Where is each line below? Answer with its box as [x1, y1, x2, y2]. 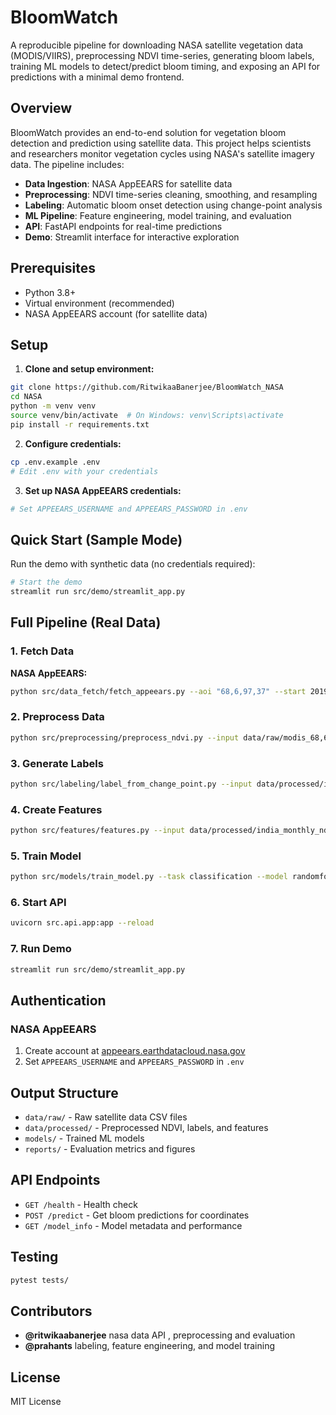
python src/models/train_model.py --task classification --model [10, 872, 288, 882]
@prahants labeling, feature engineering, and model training [24, 1340, 275, 1352]
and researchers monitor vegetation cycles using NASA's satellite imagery [10, 147, 315, 160]
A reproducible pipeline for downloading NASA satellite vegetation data [10, 39, 304, 51]
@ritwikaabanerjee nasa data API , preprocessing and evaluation [24, 1329, 296, 1341]
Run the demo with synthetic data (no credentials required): [10, 558, 256, 570]
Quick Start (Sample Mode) [10, 531, 183, 548]
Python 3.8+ [24, 286, 77, 298]
